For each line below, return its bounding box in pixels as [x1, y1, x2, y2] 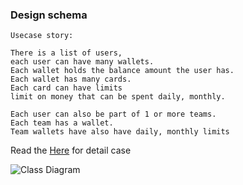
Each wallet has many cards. [10, 74, 132, 85]
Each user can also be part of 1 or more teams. [10, 109, 217, 120]
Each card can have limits [10, 83, 123, 93]
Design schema [10, 8, 88, 22]
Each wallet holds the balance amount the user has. [10, 66, 235, 76]
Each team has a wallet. [10, 118, 114, 128]
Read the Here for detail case [10, 144, 132, 157]
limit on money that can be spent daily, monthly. [10, 92, 226, 102]
